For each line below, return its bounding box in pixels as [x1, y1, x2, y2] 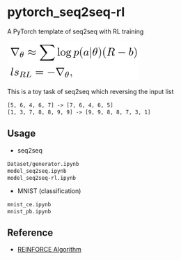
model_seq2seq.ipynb [7, 167, 68, 174]
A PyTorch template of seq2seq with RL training [7, 27, 144, 36]
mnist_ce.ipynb [7, 201, 52, 208]
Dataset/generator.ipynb [7, 160, 79, 167]
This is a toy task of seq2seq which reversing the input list [7, 87, 174, 95]
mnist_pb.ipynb [7, 208, 52, 215]
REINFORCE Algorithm [17, 245, 82, 254]
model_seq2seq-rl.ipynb [7, 174, 77, 181]
